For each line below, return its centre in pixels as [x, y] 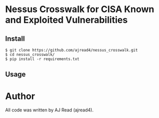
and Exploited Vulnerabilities [66, 20]
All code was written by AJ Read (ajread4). [49, 110]
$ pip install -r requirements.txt [42, 59]
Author [20, 96]
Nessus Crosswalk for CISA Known [80, 9]
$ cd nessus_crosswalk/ [30, 54]
